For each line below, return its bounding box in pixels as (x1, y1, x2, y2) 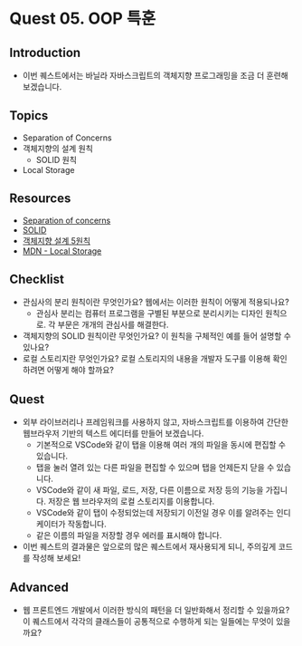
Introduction (9, 44, 81, 60)
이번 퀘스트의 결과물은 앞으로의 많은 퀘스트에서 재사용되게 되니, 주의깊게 (22, 541, 277, 553)
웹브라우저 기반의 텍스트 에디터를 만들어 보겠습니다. (22, 428, 204, 439)
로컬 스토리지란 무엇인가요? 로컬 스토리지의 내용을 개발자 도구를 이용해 (22, 353, 271, 364)
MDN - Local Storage (22, 246, 102, 256)
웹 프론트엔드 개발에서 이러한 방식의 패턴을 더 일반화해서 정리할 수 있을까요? (22, 604, 290, 616)
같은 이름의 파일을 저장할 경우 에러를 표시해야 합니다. (35, 530, 222, 541)
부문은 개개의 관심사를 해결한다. (57, 319, 169, 331)
